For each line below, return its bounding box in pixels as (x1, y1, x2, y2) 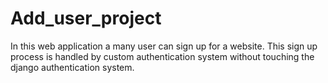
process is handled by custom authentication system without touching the (10, 50, 315, 62)
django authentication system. (10, 61, 135, 73)
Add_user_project (10, 7, 162, 30)
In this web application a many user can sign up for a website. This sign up (10, 40, 318, 52)
